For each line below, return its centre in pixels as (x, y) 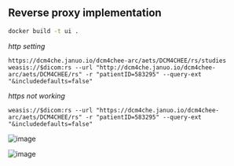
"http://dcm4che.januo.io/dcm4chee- (155, 67)
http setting (27, 46)
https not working (37, 96)
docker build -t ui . (44, 31)
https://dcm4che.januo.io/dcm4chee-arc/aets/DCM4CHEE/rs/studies (117, 61)
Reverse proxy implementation (85, 13)
